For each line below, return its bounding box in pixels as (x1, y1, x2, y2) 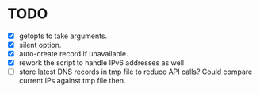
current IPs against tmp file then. (18, 76, 126, 86)
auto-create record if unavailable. (18, 49, 128, 59)
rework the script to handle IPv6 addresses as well (18, 58, 184, 68)
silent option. (18, 41, 62, 49)
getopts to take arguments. (18, 31, 108, 41)
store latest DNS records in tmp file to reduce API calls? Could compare (18, 67, 253, 76)
